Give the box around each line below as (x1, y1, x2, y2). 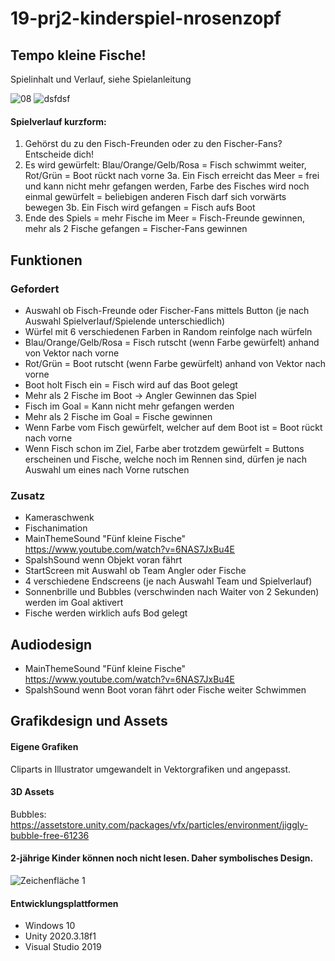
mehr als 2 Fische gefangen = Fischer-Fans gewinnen (24, 223, 248, 235)
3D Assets (10, 786, 55, 798)
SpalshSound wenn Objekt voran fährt (24, 554, 183, 566)
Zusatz (10, 488, 46, 502)
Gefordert (10, 282, 60, 296)
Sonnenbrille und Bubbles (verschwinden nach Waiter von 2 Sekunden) (24, 586, 320, 598)
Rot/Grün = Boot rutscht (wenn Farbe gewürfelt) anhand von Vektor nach (24, 357, 326, 369)
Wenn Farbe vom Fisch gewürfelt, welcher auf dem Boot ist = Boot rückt (24, 421, 323, 433)
